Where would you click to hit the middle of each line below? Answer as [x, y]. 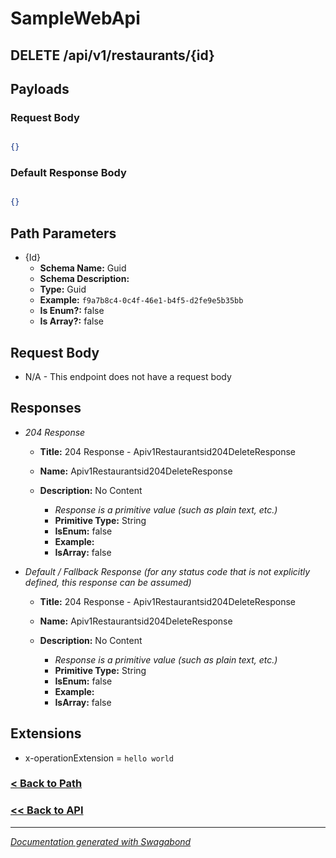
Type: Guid [63, 289]
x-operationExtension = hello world [99, 758]
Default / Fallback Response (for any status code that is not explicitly [167, 571]
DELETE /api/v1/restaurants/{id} [112, 55]
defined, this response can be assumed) [108, 582]
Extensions [46, 733]
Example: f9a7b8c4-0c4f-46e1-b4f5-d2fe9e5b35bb [141, 300]
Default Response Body [68, 173]
